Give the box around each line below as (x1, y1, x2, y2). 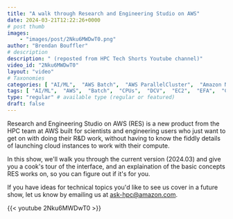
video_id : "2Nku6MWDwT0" (7, 62, 79, 69)
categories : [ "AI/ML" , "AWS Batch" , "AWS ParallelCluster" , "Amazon (7, 81, 222, 88)
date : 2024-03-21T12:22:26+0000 (7, 17, 101, 24)
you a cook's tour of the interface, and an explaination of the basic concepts (7, 162, 225, 170)
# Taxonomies (7, 74, 45, 82)
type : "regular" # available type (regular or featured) (7, 94, 175, 101)
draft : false (7, 100, 45, 107)
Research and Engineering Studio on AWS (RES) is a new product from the (7, 119, 220, 128)
